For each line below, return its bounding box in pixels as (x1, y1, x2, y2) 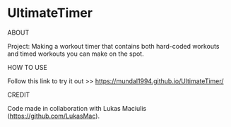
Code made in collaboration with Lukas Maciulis (7, 104, 147, 112)
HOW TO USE (7, 63, 47, 71)
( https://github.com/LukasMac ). (7, 111, 100, 120)
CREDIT (7, 90, 30, 99)
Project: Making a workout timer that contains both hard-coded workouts (7, 42, 220, 50)
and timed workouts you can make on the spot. (7, 49, 144, 58)
